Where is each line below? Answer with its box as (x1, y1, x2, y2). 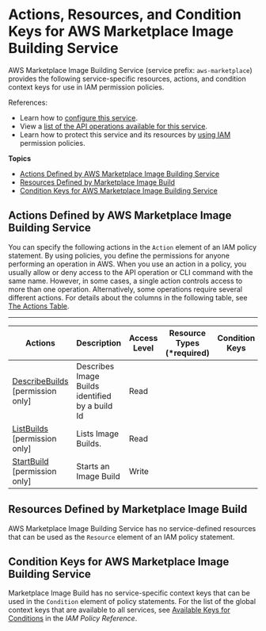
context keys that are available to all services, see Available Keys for (8, 605, 231, 615)
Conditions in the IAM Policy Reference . (8, 614, 138, 623)
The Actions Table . (8, 301, 70, 311)
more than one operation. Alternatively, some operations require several (8, 284, 243, 294)
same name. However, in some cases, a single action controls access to (8, 276, 243, 285)
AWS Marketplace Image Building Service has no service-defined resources (8, 523, 256, 533)
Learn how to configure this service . (19, 113, 139, 122)
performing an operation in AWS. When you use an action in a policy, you (8, 259, 247, 269)
